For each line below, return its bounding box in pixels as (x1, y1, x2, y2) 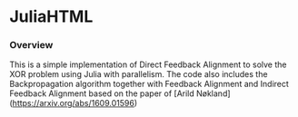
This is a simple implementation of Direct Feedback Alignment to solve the (9, 59, 287, 70)
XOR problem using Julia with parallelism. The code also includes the (9, 69, 268, 80)
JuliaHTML (9, 6, 94, 27)
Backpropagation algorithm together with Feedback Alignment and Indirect (9, 79, 289, 90)
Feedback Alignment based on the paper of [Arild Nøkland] (9, 88, 231, 99)
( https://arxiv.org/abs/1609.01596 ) (9, 98, 138, 109)
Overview (9, 39, 54, 52)
